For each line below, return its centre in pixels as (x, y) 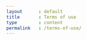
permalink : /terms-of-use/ (44, 28)
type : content (34, 22)
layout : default (34, 11)
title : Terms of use (41, 17)
